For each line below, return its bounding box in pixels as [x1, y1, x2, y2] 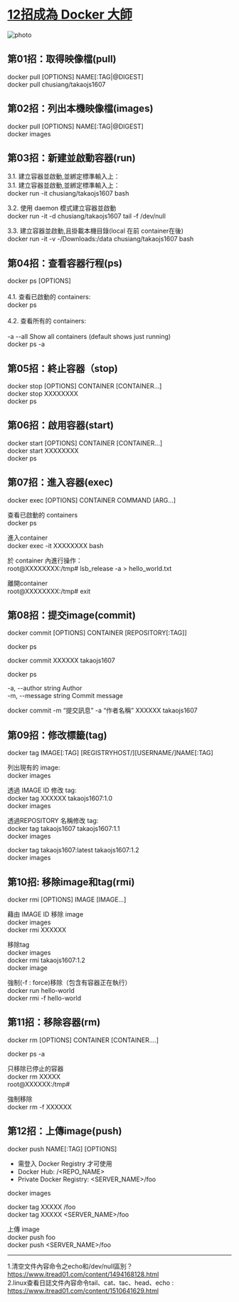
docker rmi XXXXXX [7, 926, 67, 934]
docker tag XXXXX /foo [7, 1202, 76, 1211]
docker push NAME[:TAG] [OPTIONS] [7, 1144, 117, 1153]
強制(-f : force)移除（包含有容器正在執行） [7, 979, 132, 987]
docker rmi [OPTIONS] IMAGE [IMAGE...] [7, 895, 127, 904]
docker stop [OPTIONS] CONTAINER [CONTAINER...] [7, 382, 162, 390]
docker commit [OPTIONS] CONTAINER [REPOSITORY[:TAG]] [7, 629, 187, 637]
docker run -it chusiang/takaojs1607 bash [7, 189, 129, 198]
